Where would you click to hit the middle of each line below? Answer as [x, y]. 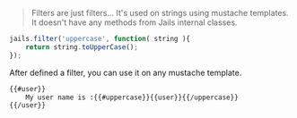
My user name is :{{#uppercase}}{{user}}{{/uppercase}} [132, 97]
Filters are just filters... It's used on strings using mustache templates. [160, 13]
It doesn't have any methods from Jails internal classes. [134, 22]
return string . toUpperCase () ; [82, 47]
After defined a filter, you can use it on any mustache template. [126, 72]
